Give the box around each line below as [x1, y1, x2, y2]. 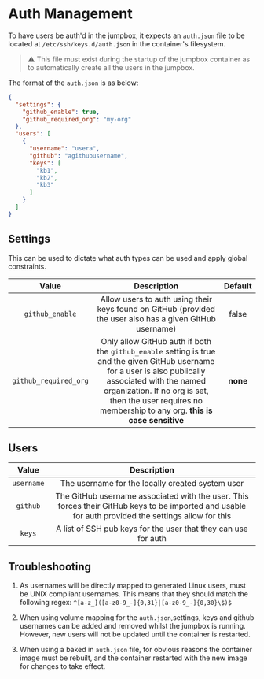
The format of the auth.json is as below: [8, 78, 139, 87]
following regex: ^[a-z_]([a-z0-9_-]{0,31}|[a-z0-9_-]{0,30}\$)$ [19, 598, 232, 607]
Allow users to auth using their [100, 293, 212, 304]
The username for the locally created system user [60, 478, 244, 489]
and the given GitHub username [97, 355, 215, 366]
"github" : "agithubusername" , [28, 151, 128, 160]
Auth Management [8, 5, 134, 23]
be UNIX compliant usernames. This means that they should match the [19, 589, 249, 599]
